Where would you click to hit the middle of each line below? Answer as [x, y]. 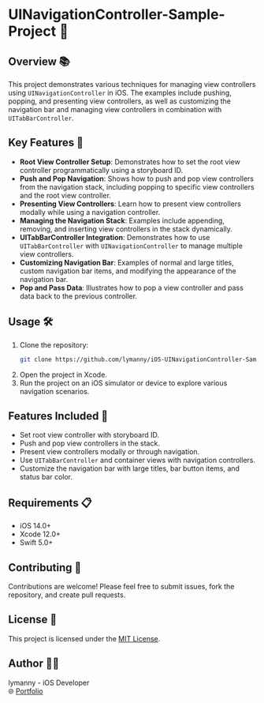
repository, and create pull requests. [67, 595]
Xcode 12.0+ [40, 534]
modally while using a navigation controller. [90, 212]
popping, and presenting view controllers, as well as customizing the [119, 101]
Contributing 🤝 [45, 568]
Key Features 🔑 [46, 143]
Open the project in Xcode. [63, 374]
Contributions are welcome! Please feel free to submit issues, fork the [121, 586]
